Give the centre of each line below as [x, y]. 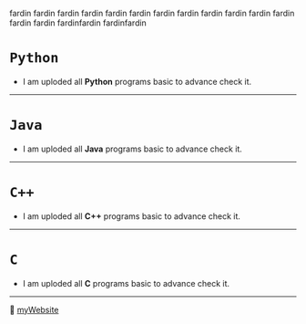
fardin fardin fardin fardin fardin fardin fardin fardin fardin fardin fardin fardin [152, 13]
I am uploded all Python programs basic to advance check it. [137, 81]
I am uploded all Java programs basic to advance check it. [133, 149]
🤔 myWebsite [34, 309]
